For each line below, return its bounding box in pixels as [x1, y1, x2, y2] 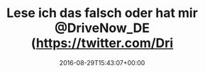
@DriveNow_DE [54, 20, 150, 36]
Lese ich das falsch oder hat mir [6, 5, 198, 21]
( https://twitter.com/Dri [31, 35, 174, 51]
